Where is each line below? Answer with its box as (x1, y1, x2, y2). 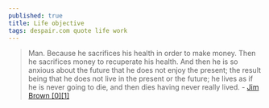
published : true (8, 11, 63, 20)
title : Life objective (8, 19, 85, 27)
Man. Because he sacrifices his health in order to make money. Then (27, 49, 256, 58)
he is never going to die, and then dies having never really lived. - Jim (27, 82, 259, 92)
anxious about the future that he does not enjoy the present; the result (27, 66, 262, 75)
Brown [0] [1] (27, 91, 70, 101)
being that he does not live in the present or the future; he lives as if (27, 74, 254, 84)
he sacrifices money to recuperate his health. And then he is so (27, 57, 238, 66)
